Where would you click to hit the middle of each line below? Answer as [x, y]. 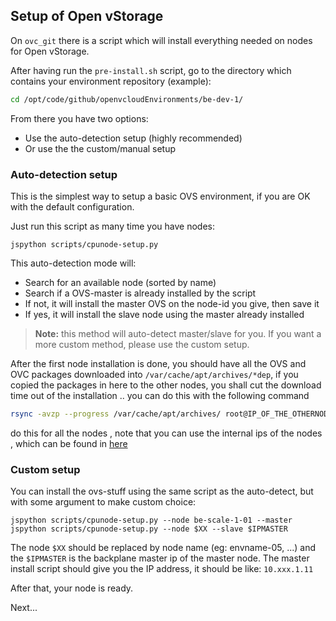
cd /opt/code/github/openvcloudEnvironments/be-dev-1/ [127, 99]
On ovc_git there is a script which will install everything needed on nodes [161, 40]
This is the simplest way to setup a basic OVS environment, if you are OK [160, 196]
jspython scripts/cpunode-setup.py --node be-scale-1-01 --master [151, 520]
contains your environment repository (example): [111, 81]
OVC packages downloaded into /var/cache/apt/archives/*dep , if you [154, 374]
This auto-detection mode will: [73, 263]
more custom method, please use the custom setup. [142, 344]
